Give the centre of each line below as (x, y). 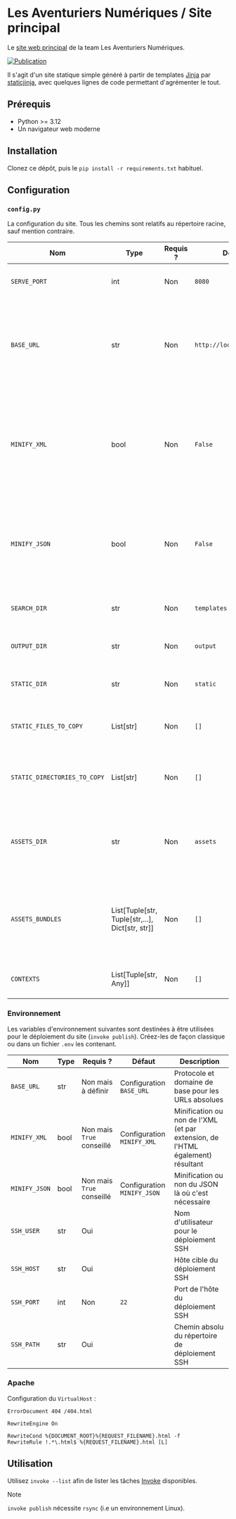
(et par (185, 1129)
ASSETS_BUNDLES (36, 919)
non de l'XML (196, 1120)
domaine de (194, 1081)
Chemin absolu (199, 1327)
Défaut (144, 1061)
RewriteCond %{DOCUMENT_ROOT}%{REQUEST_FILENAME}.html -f (94, 1436)
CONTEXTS (25, 979)
